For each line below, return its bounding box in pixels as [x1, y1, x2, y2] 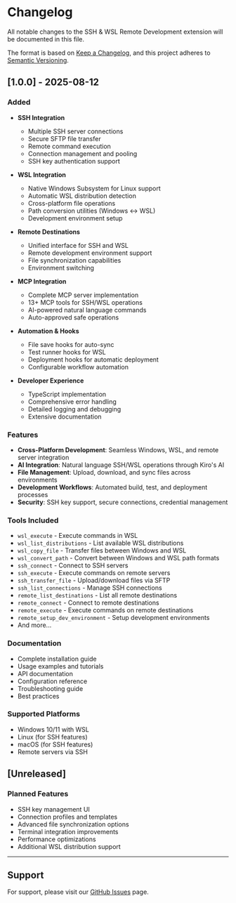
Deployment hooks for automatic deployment [27, 355, 159, 364]
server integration [17, 453, 70, 461]
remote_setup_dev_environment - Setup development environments [17, 614, 210, 622]
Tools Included [7, 515, 59, 525]
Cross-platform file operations [27, 199, 116, 207]
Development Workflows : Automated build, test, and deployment [17, 482, 208, 492]
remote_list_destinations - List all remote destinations [17, 591, 178, 600]
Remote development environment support [27, 249, 152, 257]
